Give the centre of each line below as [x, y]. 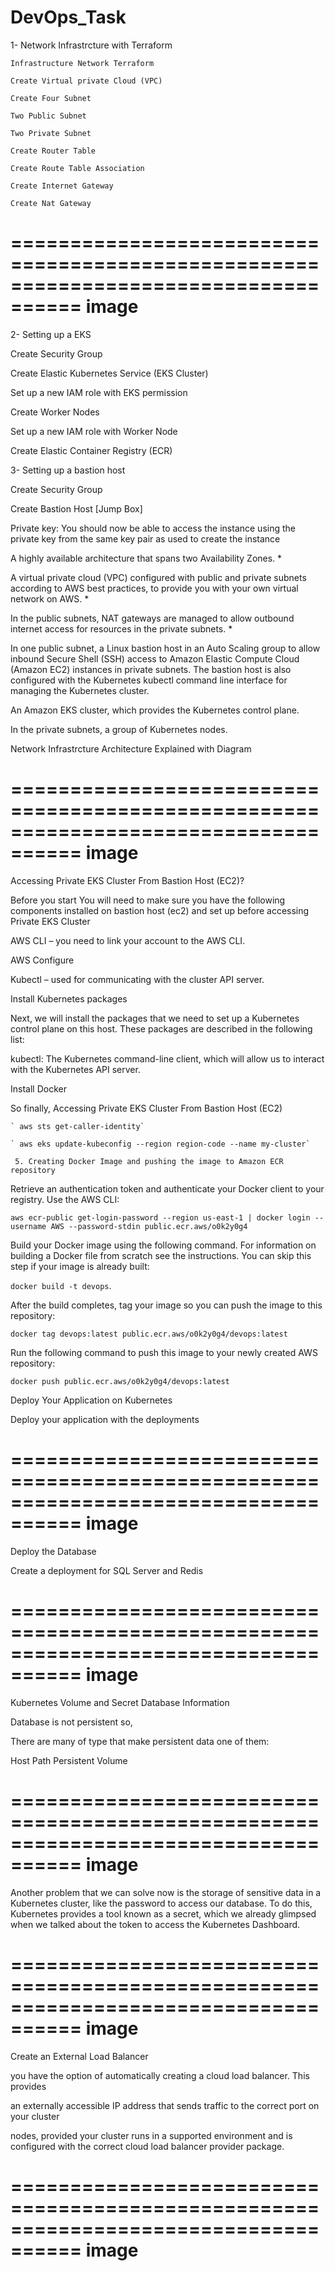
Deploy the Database [53, 1551]
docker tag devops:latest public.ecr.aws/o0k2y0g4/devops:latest [149, 1334]
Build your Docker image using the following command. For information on [163, 1245]
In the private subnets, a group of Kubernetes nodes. [119, 729]
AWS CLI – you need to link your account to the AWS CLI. [128, 940]
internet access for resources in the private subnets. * [121, 628]
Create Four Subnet [51, 98]
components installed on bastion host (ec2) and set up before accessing [160, 910]
